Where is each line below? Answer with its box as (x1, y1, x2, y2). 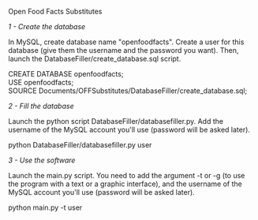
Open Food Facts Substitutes (8, 7, 103, 16)
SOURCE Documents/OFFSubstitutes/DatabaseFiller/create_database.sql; (8, 86, 248, 95)
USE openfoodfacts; (8, 78, 74, 87)
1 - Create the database (8, 22, 86, 31)
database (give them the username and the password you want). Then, (8, 46, 239, 54)
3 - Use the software (8, 155, 76, 165)
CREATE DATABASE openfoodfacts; (8, 69, 124, 78)
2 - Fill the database (8, 102, 74, 110)
